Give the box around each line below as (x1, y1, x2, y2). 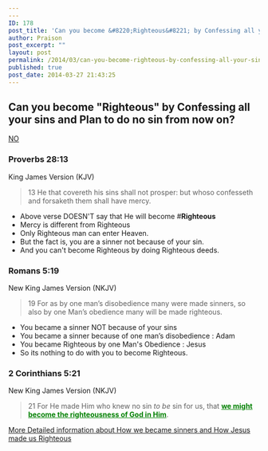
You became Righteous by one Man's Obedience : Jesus (19, 339, 207, 349)
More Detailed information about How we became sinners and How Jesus (8, 426, 251, 435)
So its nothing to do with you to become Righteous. (19, 348, 188, 358)
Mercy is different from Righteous (19, 220, 131, 229)
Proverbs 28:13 (8, 154, 69, 165)
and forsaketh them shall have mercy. (27, 196, 152, 206)
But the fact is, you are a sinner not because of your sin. (19, 237, 205, 246)
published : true (8, 64, 62, 72)
